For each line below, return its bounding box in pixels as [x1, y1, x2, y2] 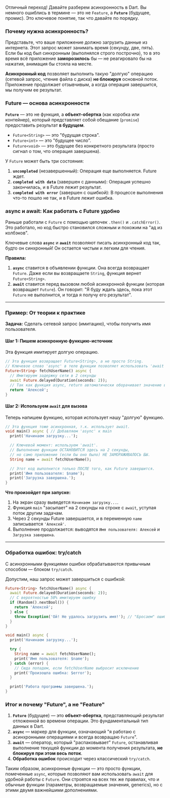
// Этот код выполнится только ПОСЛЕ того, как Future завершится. [10, 466, 155, 471]
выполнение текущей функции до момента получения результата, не [12, 745, 163, 751]
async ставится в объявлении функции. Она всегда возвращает [12, 264, 150, 271]
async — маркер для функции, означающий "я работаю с [12, 729, 136, 735]
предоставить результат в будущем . [5, 122, 85, 128]
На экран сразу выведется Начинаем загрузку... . [12, 499, 119, 505]
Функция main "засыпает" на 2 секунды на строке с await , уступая [12, 505, 156, 511]
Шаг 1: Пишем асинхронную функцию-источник [5, 337, 113, 344]
